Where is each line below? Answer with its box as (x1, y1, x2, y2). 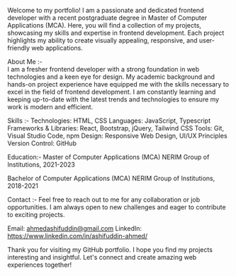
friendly (7, 44, 30, 52)
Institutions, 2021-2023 (7, 160, 76, 169)
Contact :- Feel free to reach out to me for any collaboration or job (7, 195, 201, 204)
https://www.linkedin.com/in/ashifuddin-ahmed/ (7, 232, 147, 240)
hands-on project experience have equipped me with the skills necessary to (7, 80, 229, 88)
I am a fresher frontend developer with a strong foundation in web (7, 65, 200, 73)
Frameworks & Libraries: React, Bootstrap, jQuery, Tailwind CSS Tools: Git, (7, 124, 225, 132)
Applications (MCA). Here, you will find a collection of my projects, (7, 21, 202, 29)
